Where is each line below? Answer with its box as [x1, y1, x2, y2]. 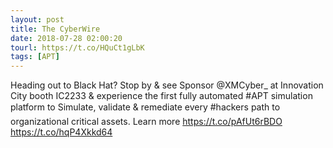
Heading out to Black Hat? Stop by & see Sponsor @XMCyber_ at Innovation [10, 79, 324, 91]
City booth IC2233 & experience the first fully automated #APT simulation [10, 90, 313, 102]
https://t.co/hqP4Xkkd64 [10, 126, 113, 138]
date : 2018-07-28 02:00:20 [10, 33, 123, 43]
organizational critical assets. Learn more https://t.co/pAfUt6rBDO [10, 116, 283, 128]
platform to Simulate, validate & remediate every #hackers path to [10, 101, 281, 113]
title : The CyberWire [10, 24, 101, 34]
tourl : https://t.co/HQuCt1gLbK [10, 42, 145, 53]
